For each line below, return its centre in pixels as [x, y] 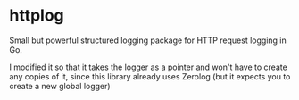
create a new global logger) [60, 86]
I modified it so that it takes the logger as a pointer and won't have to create [148, 67]
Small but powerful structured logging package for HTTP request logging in [148, 40]
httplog [37, 16]
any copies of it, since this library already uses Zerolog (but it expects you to [150, 76]
